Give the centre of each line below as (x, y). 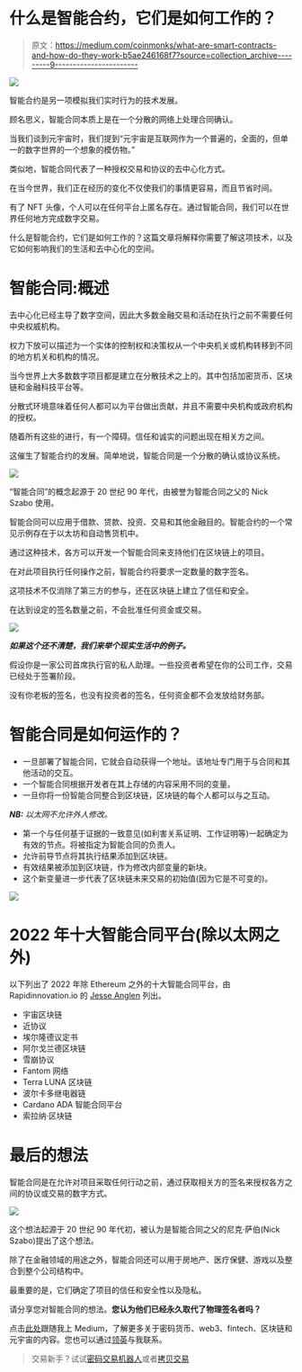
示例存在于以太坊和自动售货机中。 (80, 533)
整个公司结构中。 (56, 1270)
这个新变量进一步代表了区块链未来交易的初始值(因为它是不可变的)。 (147, 878)
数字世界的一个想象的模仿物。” (80, 149)
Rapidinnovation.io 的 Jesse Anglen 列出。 (88, 995)
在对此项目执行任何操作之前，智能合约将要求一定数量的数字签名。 (131, 571)
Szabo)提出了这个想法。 (54, 1240)
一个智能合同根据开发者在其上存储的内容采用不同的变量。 (129, 784)
